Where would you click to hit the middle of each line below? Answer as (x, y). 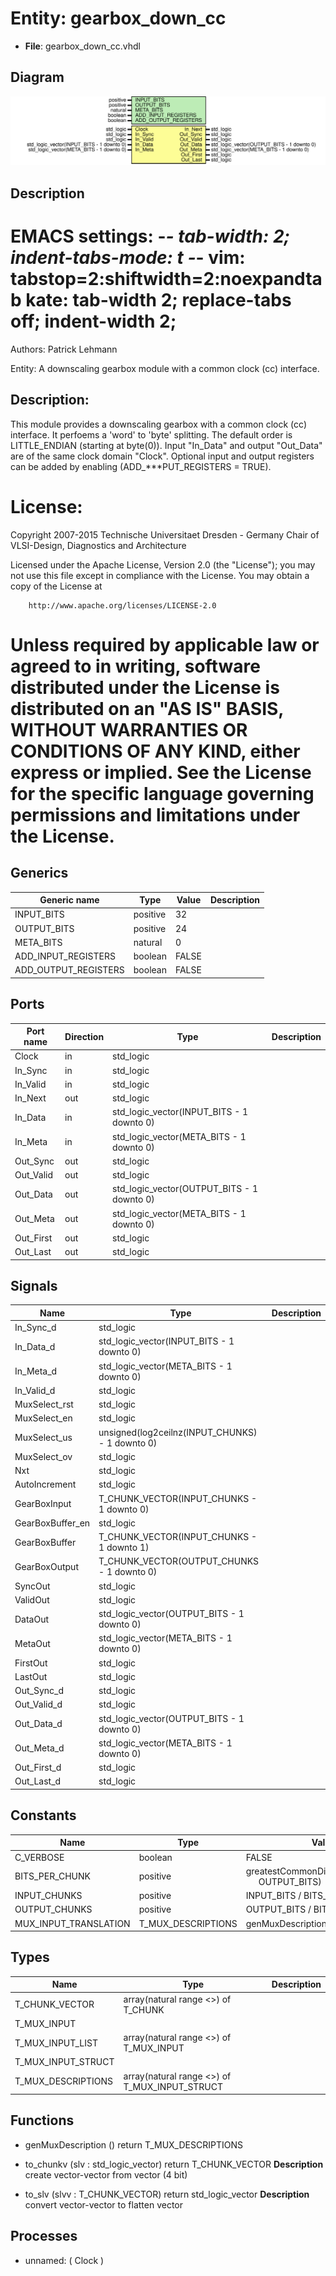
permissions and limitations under (155, 814)
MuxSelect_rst (44, 1404)
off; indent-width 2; (93, 321)
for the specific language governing (162, 793)
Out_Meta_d (39, 1748)
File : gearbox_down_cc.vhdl (82, 46)
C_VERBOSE (39, 1857)
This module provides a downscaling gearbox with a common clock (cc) (159, 424)
